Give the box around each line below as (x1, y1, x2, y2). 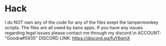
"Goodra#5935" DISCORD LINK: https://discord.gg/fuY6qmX (5, 35, 130, 41)
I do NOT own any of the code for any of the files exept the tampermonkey (5, 19, 158, 25)
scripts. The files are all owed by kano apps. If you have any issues (5, 24, 143, 30)
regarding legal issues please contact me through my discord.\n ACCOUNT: (5, 30, 161, 36)
